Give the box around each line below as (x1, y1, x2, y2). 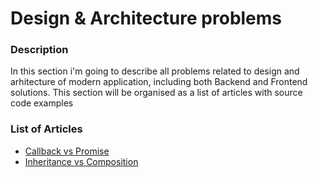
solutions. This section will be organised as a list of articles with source (10, 87, 303, 99)
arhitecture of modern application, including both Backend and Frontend (10, 76, 308, 88)
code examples (10, 97, 74, 109)
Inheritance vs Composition (24, 155, 139, 167)
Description (10, 43, 69, 57)
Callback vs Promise (24, 145, 110, 157)
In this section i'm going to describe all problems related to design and (10, 65, 300, 77)
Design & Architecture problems (10, 7, 283, 30)
